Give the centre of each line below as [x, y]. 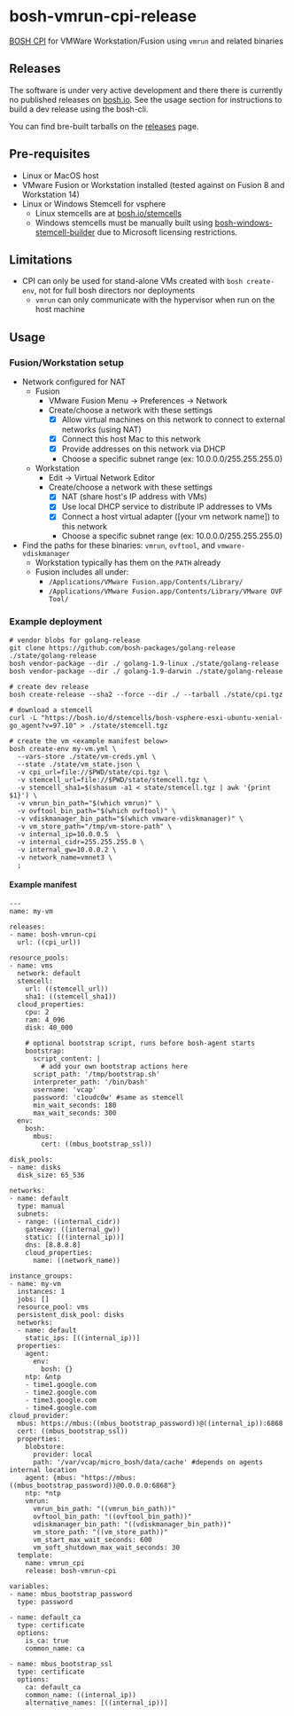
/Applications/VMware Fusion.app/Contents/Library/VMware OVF [166, 592]
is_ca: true [47, 1641]
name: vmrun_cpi [55, 1563]
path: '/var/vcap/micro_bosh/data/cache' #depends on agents [148, 1462]
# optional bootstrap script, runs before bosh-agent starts [140, 1043]
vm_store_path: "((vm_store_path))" [100, 1532]
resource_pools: [39, 958]
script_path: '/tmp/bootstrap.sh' [97, 1074]
